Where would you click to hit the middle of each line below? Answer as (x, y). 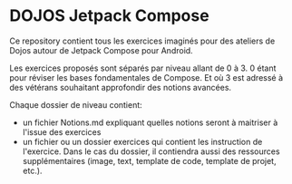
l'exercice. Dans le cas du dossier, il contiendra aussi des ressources (151, 151)
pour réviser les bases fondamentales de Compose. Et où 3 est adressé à (146, 77)
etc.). (32, 170)
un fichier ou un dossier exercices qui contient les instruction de (142, 141)
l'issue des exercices (62, 131)
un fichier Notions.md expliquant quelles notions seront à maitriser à (150, 122)
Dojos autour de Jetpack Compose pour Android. (101, 50)
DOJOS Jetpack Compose (110, 16)
